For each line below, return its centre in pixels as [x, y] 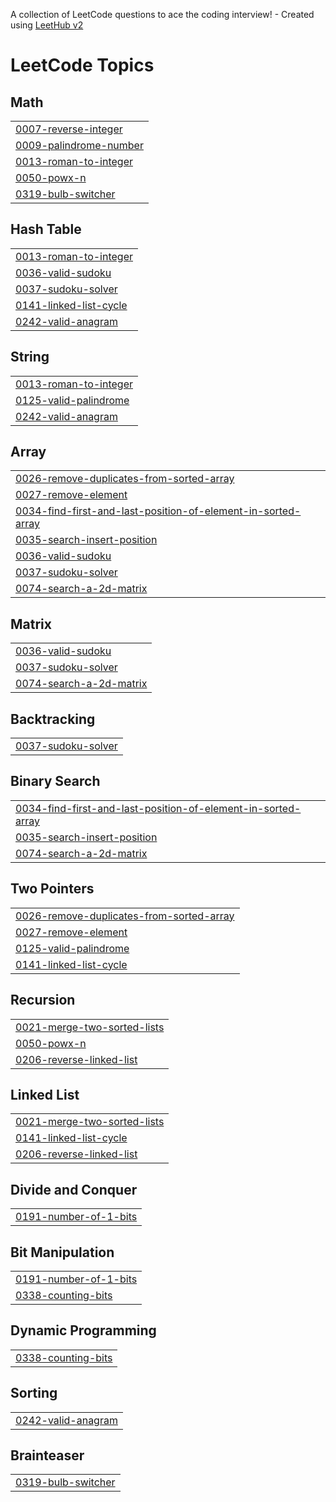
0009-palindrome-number [79, 145]
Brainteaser [47, 1455]
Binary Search [55, 781]
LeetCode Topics [82, 65]
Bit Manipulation [62, 1252]
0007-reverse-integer [69, 129]
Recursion [43, 1000]
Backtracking [53, 719]
